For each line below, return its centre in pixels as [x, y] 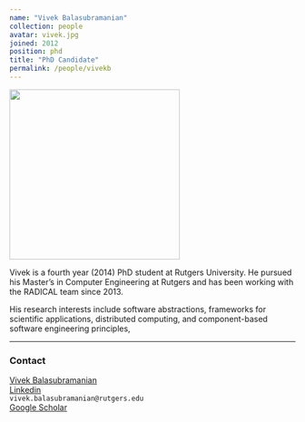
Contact [28, 360]
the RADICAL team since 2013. [67, 291]
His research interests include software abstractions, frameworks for [138, 309]
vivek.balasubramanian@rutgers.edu [77, 399]
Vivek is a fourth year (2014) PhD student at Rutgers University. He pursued [151, 272]
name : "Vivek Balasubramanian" [69, 18]
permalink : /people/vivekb [60, 69]
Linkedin [25, 390]
